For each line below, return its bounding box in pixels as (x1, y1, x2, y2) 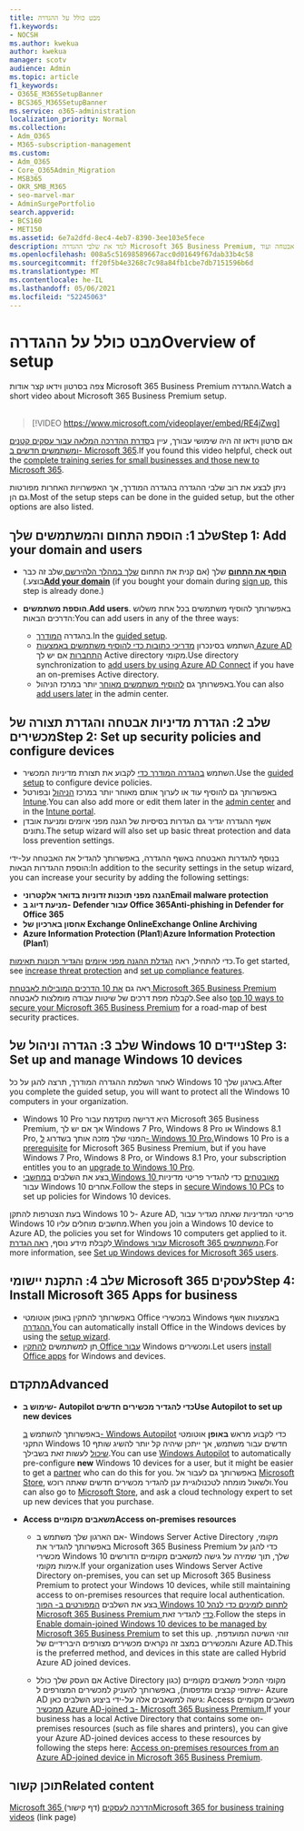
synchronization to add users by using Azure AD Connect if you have (35, 659, 295, 670)
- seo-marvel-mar (9, 191, 75, 200)
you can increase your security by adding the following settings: (9, 872, 250, 883)
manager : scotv (9, 55, 67, 65)
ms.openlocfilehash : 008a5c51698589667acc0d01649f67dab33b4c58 (9, 250, 254, 259)
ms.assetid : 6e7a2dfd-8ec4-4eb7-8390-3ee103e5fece (9, 233, 205, 242)
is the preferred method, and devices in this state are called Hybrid (35, 1647, 287, 1658)
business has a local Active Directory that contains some (35, 1713, 249, 1724)
